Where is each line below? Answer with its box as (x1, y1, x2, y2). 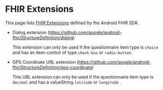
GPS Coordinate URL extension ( (12, 59, 79, 65)
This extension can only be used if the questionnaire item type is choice (12, 44, 159, 50)
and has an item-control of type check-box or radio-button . (12, 49, 132, 55)
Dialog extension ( (12, 29, 49, 35)
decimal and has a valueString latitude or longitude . (12, 79, 122, 85)
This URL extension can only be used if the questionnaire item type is (12, 74, 154, 80)
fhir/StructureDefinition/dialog (12, 35, 74, 41)
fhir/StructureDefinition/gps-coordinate (12, 64, 92, 70)
